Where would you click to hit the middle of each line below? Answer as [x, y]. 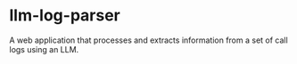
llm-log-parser [65, 16]
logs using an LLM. [44, 49]
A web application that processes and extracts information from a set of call [148, 40]
